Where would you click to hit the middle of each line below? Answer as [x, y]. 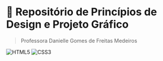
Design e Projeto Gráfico [68, 24]
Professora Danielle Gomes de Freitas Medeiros [79, 40]
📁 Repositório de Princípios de [81, 12]
